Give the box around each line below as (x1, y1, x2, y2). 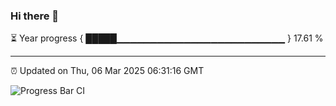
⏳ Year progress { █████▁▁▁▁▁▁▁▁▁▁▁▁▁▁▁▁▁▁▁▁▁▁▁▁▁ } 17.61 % (10, 32, 324, 44)
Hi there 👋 (10, 9, 60, 23)
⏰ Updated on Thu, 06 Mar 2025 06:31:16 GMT (10, 65, 205, 77)
